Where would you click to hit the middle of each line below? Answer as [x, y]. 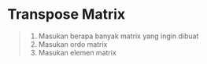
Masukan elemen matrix [78, 52]
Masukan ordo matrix [73, 44]
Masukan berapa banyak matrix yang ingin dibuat [118, 36]
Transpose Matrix [67, 14]
